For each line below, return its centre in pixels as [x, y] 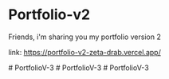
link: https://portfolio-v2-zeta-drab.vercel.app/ [84, 52]
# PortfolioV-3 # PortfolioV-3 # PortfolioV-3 [79, 67]
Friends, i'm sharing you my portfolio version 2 [84, 37]
